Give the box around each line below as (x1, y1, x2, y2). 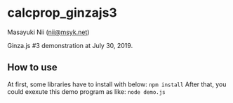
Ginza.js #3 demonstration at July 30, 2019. (7, 41, 133, 49)
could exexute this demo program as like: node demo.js (7, 87, 166, 95)
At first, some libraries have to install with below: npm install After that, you (7, 80, 227, 88)
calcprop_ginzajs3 (7, 5, 117, 21)
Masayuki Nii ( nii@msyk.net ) (7, 28, 90, 36)
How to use (7, 61, 58, 74)
